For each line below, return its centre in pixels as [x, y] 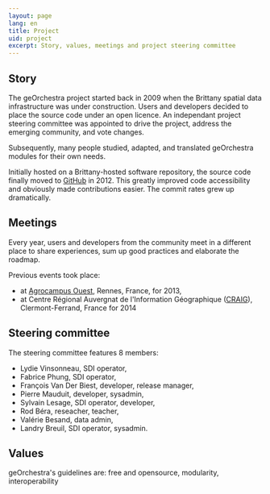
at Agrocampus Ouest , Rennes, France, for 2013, [101, 290]
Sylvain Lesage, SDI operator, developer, [87, 402]
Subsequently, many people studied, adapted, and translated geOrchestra [131, 147]
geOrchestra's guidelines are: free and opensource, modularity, [114, 473]
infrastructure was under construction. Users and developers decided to [129, 106]
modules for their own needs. [57, 156]
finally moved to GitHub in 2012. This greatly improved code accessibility [129, 180]
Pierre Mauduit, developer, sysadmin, [82, 394]
